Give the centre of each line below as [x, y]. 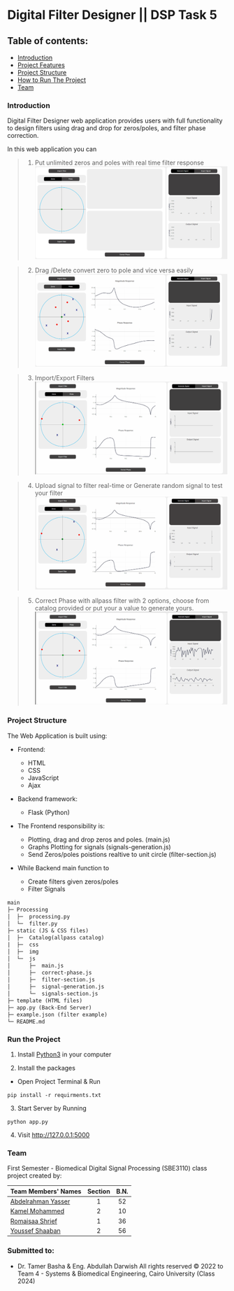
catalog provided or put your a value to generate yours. [114, 608]
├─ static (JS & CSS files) [48, 930]
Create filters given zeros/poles [73, 881]
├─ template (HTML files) [45, 1000]
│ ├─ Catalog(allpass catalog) [56, 937]
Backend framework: [47, 799]
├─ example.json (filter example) [58, 1014]
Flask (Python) [49, 812]
